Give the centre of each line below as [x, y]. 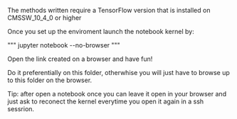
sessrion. [21, 109]
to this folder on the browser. [50, 80]
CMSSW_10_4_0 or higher [44, 18]
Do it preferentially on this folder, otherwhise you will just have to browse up [118, 73]
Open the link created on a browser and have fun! [80, 59]
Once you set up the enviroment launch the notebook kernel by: [101, 32]
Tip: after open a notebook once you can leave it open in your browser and [117, 94]
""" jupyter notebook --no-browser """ [64, 45]
